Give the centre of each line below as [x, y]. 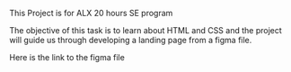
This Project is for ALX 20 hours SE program [91, 13]
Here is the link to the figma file [67, 57]
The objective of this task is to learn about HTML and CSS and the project [146, 30]
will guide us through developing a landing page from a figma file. [131, 40]
